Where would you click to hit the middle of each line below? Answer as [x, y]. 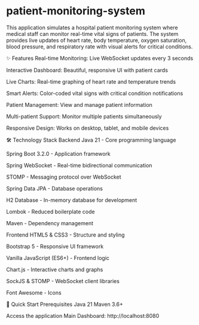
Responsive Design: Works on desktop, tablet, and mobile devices [88, 128]
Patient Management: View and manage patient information [79, 105]
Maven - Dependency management [50, 223]
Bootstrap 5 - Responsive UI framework [55, 246]
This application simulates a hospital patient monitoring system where [92, 27]
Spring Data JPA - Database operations [55, 188]
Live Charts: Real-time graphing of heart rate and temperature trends [91, 81]
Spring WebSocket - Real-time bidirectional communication [79, 165]
